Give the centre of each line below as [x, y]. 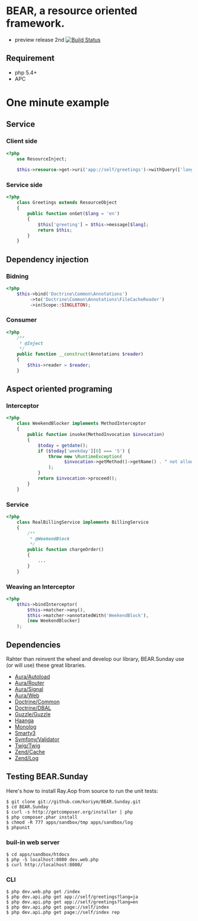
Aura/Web [27, 695]
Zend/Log [27, 758]
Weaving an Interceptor [41, 586]
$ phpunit [18, 827]
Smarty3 [25, 733]
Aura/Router [29, 683]
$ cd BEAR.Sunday [27, 807]
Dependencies [33, 645]
